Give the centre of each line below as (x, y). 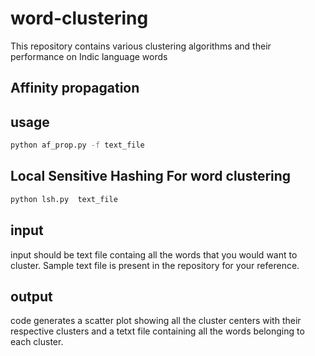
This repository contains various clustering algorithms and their (141, 46)
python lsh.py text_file (64, 199)
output (31, 296)
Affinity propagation (75, 88)
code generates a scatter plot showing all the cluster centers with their (156, 321)
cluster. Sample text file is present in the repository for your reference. (155, 265)
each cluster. (37, 342)
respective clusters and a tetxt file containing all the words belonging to (157, 331)
